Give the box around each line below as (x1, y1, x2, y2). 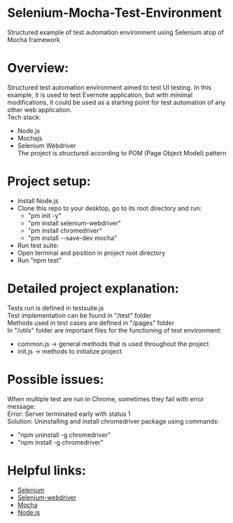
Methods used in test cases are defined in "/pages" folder (7, 319, 175, 327)
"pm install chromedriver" (27, 226, 103, 235)
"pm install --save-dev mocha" (27, 233, 118, 242)
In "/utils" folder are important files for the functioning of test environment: (7, 326, 222, 334)
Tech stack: (7, 113, 41, 121)
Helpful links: (7, 462, 86, 478)
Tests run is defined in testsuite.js (7, 303, 104, 312)
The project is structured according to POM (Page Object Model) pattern (17, 148, 227, 157)
